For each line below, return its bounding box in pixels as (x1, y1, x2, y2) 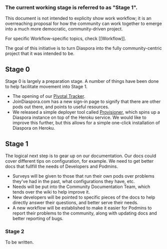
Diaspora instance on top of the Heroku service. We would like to (12, 114, 146, 121)
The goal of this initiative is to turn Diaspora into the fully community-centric (5, 45, 162, 51)
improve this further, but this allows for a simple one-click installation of (12, 120, 160, 126)
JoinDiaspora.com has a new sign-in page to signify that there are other (12, 99, 161, 105)
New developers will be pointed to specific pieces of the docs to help (12, 194, 155, 200)
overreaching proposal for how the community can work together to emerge (5, 20, 162, 26)
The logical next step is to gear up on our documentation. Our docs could (5, 153, 156, 159)
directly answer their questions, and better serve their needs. (12, 199, 138, 206)
